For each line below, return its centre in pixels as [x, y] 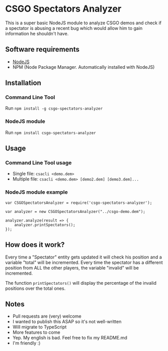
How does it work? [35, 245]
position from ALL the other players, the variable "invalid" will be [72, 268]
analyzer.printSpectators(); [45, 225]
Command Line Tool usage [39, 163]
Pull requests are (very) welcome [47, 316]
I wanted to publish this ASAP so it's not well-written [67, 322]
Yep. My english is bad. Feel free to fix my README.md [70, 338]
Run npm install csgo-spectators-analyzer [51, 133]
